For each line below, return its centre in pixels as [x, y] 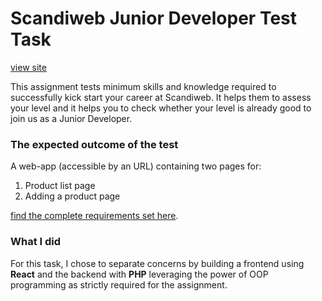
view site [28, 67]
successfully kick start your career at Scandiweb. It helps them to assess [161, 97]
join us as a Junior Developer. [71, 118]
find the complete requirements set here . [94, 216]
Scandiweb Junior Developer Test [154, 18]
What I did [36, 242]
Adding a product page [72, 196]
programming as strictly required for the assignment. [119, 284]
